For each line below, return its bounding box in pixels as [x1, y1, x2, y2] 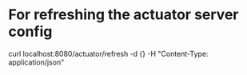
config [8, 22, 53, 41]
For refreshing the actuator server [8, 6, 239, 24]
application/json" [8, 57, 65, 67]
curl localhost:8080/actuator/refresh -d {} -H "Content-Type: [8, 49, 209, 58]
